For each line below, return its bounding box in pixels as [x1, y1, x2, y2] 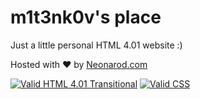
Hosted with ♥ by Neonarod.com [10, 58, 148, 70]
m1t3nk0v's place [10, 6, 162, 29]
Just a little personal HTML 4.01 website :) [10, 39, 183, 51]
